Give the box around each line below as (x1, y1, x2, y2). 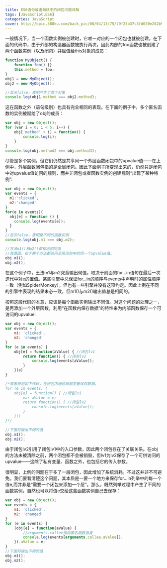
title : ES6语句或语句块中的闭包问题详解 (5, 7, 80, 12)
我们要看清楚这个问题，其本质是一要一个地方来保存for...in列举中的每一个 (13, 475, 162, 481)
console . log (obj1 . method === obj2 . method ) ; (5, 95, 97, 100)
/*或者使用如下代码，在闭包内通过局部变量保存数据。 (5, 381, 98, 386)
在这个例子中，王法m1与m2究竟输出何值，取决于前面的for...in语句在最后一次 (5, 270, 161, 276)
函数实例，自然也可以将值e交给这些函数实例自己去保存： (5, 488, 121, 494)
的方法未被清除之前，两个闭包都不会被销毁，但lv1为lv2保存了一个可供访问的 (5, 453, 161, 458)
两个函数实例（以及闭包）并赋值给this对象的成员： (5, 48, 108, 54)
